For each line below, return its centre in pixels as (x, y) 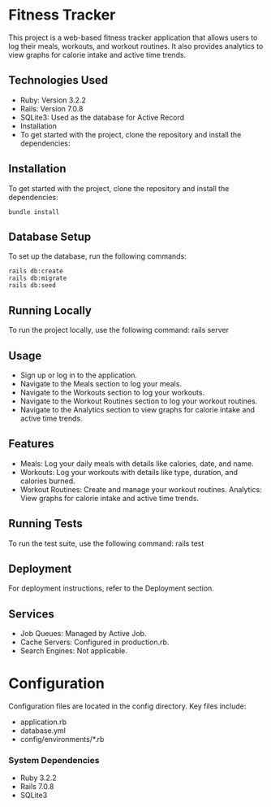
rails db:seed (32, 286)
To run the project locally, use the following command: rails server (119, 330)
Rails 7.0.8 (37, 787)
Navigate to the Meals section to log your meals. (101, 384)
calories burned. (47, 481)
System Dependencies (54, 761)
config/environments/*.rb (62, 739)
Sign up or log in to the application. (79, 375)
